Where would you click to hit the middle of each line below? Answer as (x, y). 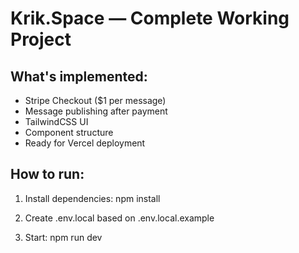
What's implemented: (79, 76)
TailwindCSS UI (56, 121)
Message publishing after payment (96, 111)
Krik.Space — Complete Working (150, 18)
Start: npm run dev (63, 237)
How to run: (47, 174)
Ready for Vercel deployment (85, 143)
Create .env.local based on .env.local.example (119, 218)
